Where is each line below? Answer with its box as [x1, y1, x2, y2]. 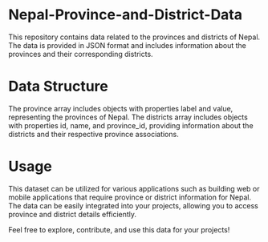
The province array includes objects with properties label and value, [8, 103, 233, 113]
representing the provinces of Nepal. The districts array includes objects [8, 112, 249, 122]
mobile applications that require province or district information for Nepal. [8, 192, 251, 202]
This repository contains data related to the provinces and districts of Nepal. [8, 32, 261, 42]
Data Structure [8, 78, 108, 95]
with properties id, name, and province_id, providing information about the [8, 120, 254, 130]
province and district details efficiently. [8, 209, 137, 219]
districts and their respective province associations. [8, 129, 179, 139]
